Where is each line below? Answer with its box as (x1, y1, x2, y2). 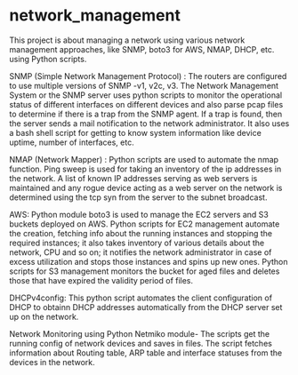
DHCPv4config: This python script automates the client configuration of (9, 292, 273, 303)
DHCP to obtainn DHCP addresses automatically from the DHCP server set (9, 301, 283, 312)
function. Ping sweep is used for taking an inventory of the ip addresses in (9, 164, 282, 174)
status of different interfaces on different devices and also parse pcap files (9, 99, 284, 109)
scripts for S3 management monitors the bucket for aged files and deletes (9, 266, 280, 276)
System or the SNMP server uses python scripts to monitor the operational (9, 90, 283, 100)
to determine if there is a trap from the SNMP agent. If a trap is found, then (9, 108, 283, 119)
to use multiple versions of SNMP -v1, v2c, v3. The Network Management (9, 80, 278, 91)
